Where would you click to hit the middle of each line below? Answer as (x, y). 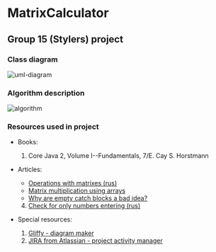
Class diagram (33, 59)
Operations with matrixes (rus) (73, 183)
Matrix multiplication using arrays (77, 191)
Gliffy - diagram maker (61, 233)
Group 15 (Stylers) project (66, 39)
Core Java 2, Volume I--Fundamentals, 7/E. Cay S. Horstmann (118, 156)
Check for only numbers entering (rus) (84, 206)
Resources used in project (53, 127)
